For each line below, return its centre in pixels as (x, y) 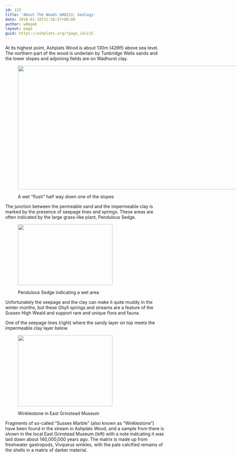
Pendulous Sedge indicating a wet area (58, 292)
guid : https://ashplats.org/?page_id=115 (49, 33)
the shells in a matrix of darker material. (46, 450)
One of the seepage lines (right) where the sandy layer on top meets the (80, 323)
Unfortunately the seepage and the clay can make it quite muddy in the (79, 302)
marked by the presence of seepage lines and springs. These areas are (79, 212)
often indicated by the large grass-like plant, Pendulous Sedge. (71, 217)
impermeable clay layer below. (37, 328)
